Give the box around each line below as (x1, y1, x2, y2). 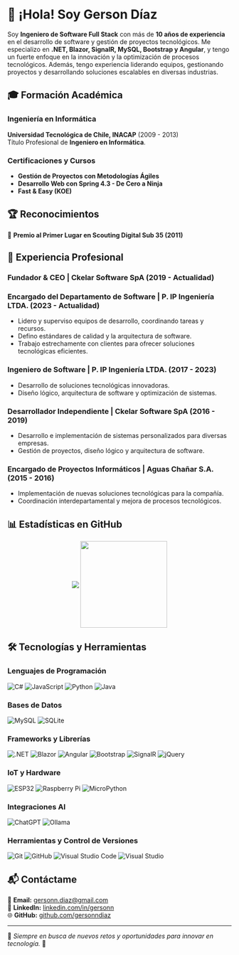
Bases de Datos (7, 700, 63, 710)
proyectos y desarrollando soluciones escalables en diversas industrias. (7, 68, 218, 76)
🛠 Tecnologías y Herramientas (7, 641, 147, 653)
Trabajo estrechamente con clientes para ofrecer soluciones (17, 339, 195, 348)
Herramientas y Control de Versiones (7, 836, 139, 845)
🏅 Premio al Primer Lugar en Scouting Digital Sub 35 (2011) (7, 230, 184, 239)
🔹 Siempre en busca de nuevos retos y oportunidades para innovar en (7, 932, 213, 941)
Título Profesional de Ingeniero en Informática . (7, 138, 146, 146)
